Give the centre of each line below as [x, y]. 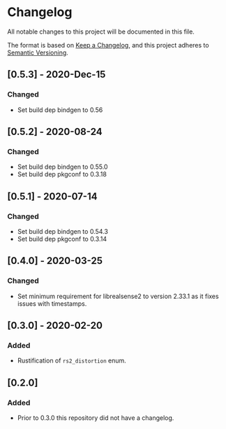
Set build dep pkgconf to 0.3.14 [62, 239]
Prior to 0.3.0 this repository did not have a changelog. [96, 418]
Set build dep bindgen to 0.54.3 [62, 231]
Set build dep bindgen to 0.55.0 [62, 167]
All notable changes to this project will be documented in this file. [101, 31]
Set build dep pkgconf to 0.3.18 [62, 174]
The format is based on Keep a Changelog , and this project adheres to [108, 45]
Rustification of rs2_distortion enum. [72, 360]
